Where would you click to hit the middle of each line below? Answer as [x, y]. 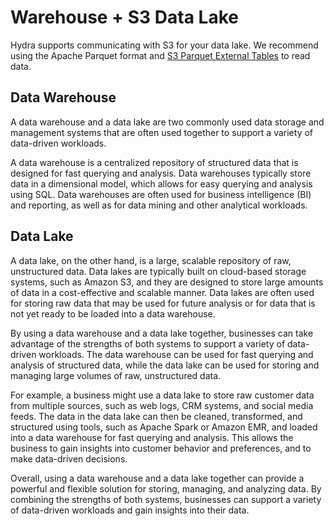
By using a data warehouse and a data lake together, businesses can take [162, 333]
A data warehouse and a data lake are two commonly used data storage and [167, 122]
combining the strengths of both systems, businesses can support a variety [166, 499]
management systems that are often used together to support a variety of [162, 132]
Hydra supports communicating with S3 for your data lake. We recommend [164, 45]
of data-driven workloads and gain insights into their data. [130, 510]
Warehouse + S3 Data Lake [124, 17]
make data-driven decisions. [69, 458]
